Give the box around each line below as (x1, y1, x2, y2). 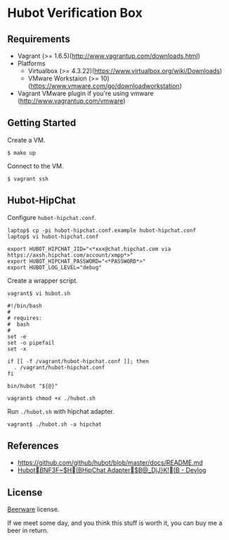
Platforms (17, 59, 46, 68)
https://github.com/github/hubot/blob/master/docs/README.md (17, 458, 204, 467)
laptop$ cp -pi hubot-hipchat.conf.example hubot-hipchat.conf (7, 227, 197, 234)
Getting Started (7, 117, 77, 129)
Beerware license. (7, 505, 60, 514)
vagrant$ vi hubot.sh (7, 290, 71, 297)
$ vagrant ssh (7, 175, 49, 183)
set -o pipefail (7, 339, 55, 346)
